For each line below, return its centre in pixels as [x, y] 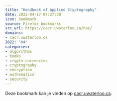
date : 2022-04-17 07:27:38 [33, 14]
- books [13, 56]
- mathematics [20, 75]
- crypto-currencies [27, 61]
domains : [14, 33]
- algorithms [19, 51]
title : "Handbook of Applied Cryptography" [51, 10]
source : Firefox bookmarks [33, 24]
